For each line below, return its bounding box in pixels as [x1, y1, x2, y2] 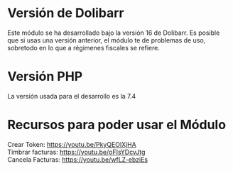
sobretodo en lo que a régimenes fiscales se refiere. [7, 43, 160, 52]
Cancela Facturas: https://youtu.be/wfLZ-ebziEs [7, 155, 148, 164]
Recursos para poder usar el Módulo [7, 117, 226, 133]
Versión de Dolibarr [7, 5, 124, 21]
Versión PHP [7, 69, 83, 84]
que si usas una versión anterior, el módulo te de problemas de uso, [7, 35, 206, 44]
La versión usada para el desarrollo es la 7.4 [7, 92, 136, 100]
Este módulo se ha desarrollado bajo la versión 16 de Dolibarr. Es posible [7, 28, 220, 37]
